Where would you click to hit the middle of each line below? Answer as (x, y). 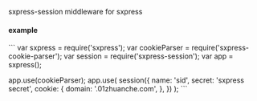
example (23, 30)
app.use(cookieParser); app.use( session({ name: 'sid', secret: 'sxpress (126, 80)
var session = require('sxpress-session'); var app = (149, 56)
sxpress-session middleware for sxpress (75, 12)
